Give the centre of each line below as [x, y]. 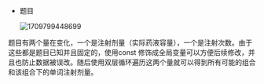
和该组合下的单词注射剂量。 [53, 72]
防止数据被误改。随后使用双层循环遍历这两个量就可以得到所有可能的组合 [139, 62]
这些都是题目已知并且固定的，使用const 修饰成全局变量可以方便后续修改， [128, 52]
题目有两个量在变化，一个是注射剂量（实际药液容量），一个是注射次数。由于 [130, 42]
